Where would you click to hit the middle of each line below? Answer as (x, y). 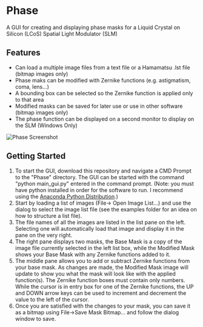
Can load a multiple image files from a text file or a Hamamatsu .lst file (102, 67)
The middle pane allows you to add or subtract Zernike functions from (102, 260)
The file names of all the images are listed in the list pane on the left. (100, 222)
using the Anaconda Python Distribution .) (66, 196)
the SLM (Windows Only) (46, 125)
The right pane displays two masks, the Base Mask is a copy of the (98, 241)
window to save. (35, 319)
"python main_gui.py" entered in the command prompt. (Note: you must (104, 183)
